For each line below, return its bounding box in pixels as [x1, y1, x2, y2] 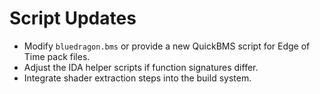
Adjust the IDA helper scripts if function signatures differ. [23, 61, 259, 73]
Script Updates [9, 7, 137, 30]
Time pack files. [23, 50, 91, 62]
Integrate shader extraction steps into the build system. [23, 72, 252, 84]
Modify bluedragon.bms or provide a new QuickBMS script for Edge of [23, 40, 311, 52]
